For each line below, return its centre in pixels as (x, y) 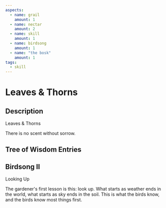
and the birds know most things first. (44, 200)
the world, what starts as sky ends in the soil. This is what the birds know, (82, 194)
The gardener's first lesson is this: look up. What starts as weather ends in (83, 189)
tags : (11, 62)
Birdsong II (23, 167)
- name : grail (25, 15)
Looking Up (17, 179)
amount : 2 (25, 29)
